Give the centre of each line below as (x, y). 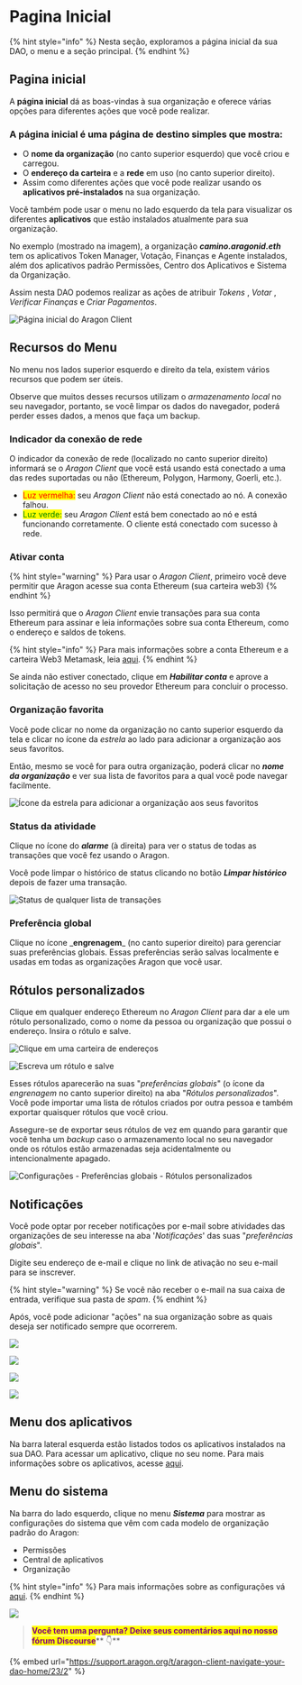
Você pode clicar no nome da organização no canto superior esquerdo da (146, 729)
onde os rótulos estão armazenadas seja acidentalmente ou (120, 1149)
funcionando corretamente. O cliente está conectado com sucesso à (150, 524)
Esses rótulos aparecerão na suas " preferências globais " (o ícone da (137, 1084)
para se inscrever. (43, 1272)
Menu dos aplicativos (71, 1422)
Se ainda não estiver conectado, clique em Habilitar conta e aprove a (139, 677)
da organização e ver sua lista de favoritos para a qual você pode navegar (149, 775)
